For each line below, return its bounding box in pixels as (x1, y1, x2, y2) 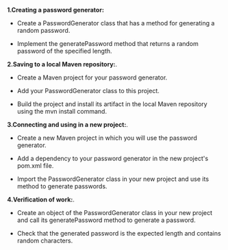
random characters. (16, 236, 73, 245)
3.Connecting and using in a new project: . (7, 121, 129, 129)
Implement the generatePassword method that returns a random (16, 40, 199, 47)
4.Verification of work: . (7, 195, 75, 203)
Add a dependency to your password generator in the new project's (16, 154, 209, 162)
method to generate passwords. (16, 182, 107, 190)
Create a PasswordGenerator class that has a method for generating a (16, 19, 215, 27)
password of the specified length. (16, 47, 112, 55)
